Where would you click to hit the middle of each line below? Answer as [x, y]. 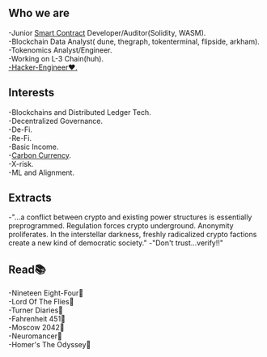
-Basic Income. [34, 147]
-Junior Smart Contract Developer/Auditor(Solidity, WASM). [107, 32]
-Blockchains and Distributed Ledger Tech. [80, 112]
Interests [32, 93]
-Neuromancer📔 [35, 336]
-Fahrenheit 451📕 [37, 319]
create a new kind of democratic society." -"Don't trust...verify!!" [116, 243]
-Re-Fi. [20, 138]
